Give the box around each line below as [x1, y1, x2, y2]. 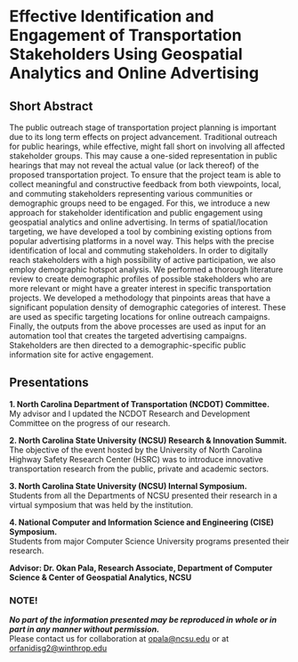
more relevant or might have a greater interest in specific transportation [9, 283, 271, 293]
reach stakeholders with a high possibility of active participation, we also [9, 255, 276, 265]
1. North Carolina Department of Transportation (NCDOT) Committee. [9, 398, 270, 409]
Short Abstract [9, 98, 93, 113]
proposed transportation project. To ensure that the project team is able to [9, 169, 282, 180]
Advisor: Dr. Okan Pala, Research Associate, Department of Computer [9, 562, 273, 573]
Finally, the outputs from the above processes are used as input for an [9, 321, 267, 331]
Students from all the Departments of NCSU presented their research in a [9, 490, 278, 501]
